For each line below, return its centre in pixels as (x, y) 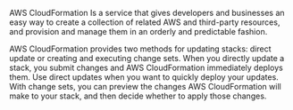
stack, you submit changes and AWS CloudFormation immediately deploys (146, 67)
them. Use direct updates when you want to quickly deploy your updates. (144, 77)
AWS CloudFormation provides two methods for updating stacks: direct (140, 49)
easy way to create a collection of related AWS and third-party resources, (145, 22)
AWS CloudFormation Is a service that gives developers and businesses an (147, 13)
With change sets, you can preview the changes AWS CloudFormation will (145, 86)
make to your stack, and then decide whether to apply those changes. (138, 96)
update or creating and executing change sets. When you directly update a (147, 58)
